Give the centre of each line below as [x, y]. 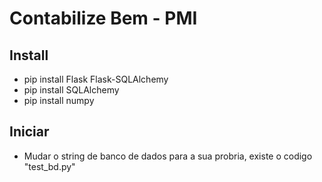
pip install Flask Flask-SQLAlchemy [96, 79]
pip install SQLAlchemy [71, 90]
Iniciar [29, 132]
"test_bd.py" [49, 166]
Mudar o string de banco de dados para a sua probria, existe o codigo [168, 156]
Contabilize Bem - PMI [103, 18]
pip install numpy [59, 100]
